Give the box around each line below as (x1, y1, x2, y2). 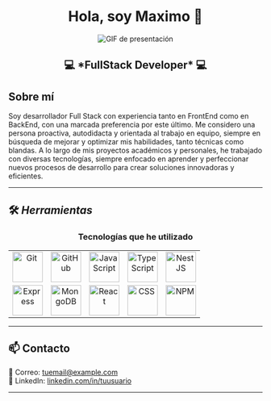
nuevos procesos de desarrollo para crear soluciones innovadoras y (8, 163, 235, 173)
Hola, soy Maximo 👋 (68, 7, 203, 26)
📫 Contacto (8, 342, 70, 356)
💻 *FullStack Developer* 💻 (64, 58, 207, 72)
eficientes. (8, 171, 44, 181)
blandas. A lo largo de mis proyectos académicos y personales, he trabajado (8, 145, 263, 156)
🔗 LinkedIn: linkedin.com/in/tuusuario (8, 375, 131, 386)
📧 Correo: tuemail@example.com (8, 367, 119, 377)
